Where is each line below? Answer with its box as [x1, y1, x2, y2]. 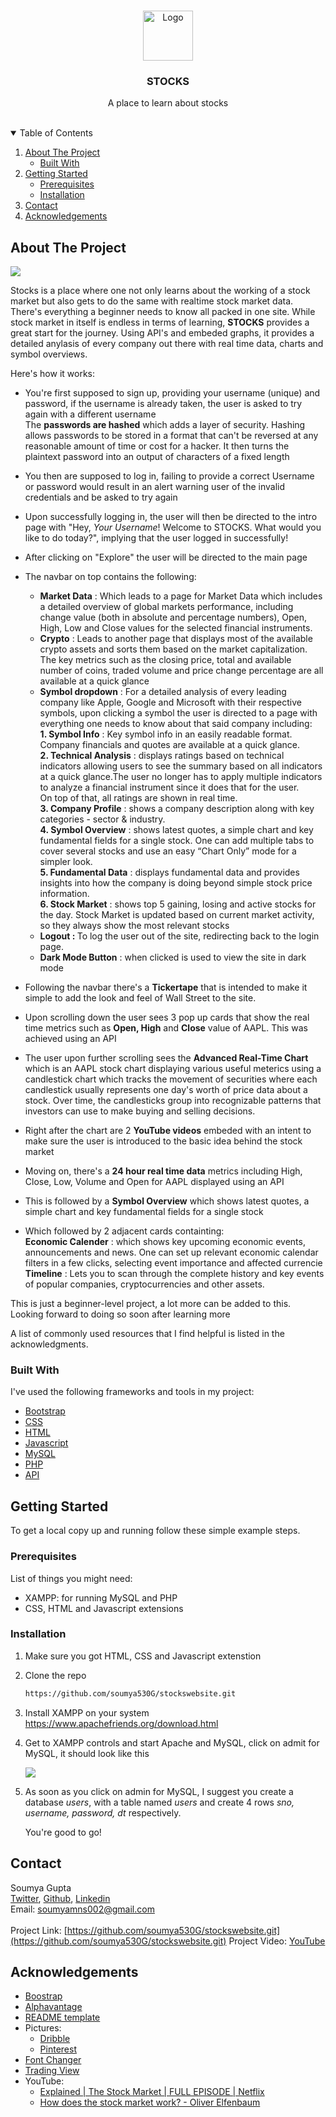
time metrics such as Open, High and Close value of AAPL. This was [24, 1022, 308, 1034]
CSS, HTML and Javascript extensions [24, 1602, 184, 1614]
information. [39, 888, 90, 900]
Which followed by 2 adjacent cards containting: [24, 1225, 225, 1237]
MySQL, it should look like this [24, 1747, 150, 1759]
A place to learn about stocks [107, 97, 229, 109]
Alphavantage [24, 2001, 83, 2013]
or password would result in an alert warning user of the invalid [24, 481, 285, 493]
